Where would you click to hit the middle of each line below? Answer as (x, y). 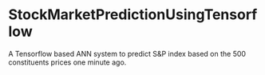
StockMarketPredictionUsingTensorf (133, 15)
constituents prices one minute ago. (67, 62)
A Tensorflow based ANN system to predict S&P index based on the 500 (127, 53)
